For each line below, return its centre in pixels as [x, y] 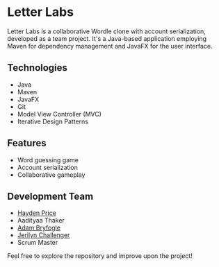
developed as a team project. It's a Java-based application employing [107, 38]
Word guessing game [48, 160]
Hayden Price [37, 213]
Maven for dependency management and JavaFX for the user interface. [110, 46]
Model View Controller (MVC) [59, 114]
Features [27, 143]
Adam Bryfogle [39, 228]
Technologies [38, 68]
